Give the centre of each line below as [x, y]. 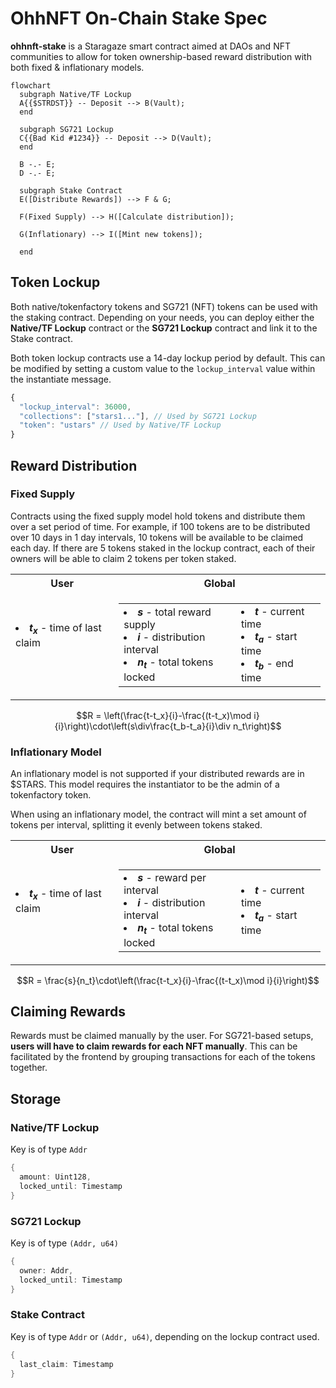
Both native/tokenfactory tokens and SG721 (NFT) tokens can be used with [164, 306]
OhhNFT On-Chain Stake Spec [139, 18]
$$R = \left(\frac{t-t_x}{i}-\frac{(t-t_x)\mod [164, 716]
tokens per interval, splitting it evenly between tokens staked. [136, 825]
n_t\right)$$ [257, 726]
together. [29, 1068]
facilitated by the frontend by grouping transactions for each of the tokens [163, 1057]
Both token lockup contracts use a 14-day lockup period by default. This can [168, 358]
